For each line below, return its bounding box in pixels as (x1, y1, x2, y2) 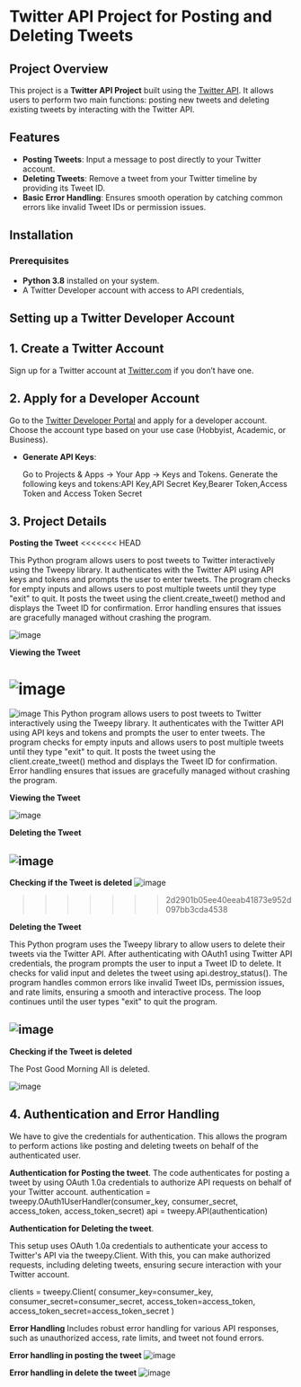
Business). (9, 434, 49, 445)
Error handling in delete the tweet (9, 1367, 137, 1378)
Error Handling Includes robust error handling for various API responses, (9, 1322, 279, 1333)
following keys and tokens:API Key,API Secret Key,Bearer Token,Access (22, 478, 288, 489)
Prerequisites (9, 254, 69, 267)
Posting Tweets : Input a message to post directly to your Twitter (22, 154, 261, 164)
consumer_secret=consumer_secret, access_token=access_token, (9, 1295, 256, 1306)
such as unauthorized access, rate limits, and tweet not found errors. (9, 1332, 265, 1343)
